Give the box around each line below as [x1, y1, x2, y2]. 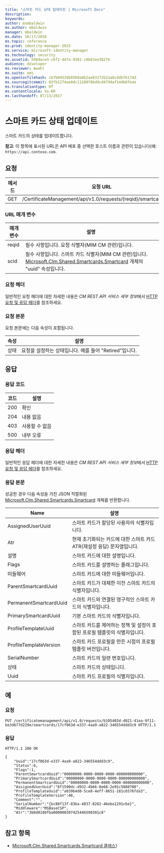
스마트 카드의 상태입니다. [72, 664, 126, 671]
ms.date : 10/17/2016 [5, 35, 47, 40]
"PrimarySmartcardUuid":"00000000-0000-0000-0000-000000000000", [14, 776, 150, 781]
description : [5, 12, 32, 17]
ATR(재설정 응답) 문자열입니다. [72, 543, 139, 550]
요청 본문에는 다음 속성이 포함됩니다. [5, 325, 74, 331]
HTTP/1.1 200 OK [5, 746, 38, 751]
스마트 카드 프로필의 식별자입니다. [72, 673, 145, 680]
